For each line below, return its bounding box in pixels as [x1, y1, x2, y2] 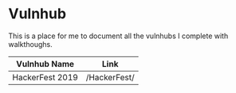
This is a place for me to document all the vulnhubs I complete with [8, 31, 229, 41]
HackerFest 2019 [12, 72, 78, 83]
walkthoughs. [8, 39, 53, 48]
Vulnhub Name [15, 58, 74, 69]
